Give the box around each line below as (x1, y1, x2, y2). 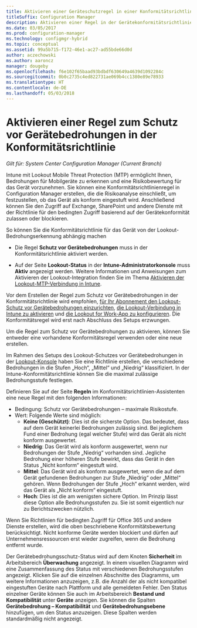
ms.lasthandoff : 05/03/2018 (6, 90, 75, 96)
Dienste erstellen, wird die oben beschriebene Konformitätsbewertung (6, 522, 176, 529)
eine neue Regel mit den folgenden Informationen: (6, 394, 127, 401)
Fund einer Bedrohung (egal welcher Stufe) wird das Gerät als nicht (23, 430, 186, 437)
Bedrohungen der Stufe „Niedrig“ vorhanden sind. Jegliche (23, 449, 166, 456)
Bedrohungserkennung (6, 232, 62, 239)
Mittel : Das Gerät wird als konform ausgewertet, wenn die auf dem (23, 467, 185, 475)
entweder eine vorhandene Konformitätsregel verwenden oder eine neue (6, 334, 182, 341)
